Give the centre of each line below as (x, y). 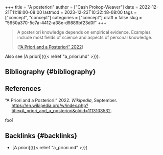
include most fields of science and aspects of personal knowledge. (85, 37)
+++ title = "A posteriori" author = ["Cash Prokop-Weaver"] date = (72, 7)
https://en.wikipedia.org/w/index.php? (50, 105)
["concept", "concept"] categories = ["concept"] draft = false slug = (74, 17)
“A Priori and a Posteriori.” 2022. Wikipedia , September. (61, 101)
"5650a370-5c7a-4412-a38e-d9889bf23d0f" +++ (56, 23)
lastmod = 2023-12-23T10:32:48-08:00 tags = (90, 12)
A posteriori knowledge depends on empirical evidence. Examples (84, 32)
